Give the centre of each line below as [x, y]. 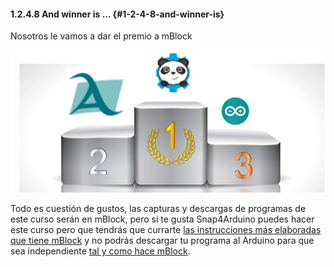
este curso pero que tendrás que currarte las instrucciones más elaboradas [166, 230]
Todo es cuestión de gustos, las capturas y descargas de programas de [158, 209]
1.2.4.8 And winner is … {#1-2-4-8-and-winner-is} [117, 14]
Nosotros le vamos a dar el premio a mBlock [101, 36]
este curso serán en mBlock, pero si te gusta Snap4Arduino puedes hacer [162, 219]
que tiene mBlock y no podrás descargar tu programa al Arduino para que [162, 241]
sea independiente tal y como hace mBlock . [100, 251]
